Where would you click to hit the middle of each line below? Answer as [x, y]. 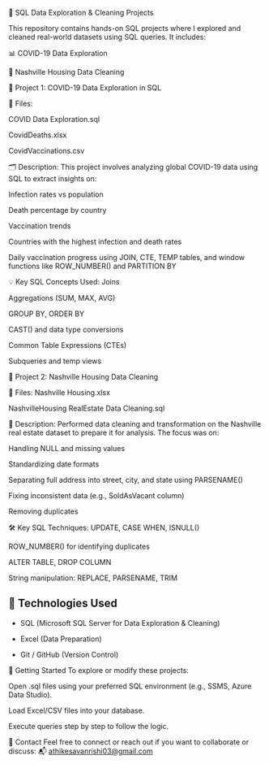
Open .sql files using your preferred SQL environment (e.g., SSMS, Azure [130, 686]
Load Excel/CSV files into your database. [77, 710]
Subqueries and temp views [55, 361]
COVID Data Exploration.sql [54, 119]
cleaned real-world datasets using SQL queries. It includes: [107, 37]
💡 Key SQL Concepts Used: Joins [64, 282]
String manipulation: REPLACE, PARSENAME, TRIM [93, 578]
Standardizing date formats [54, 464]
